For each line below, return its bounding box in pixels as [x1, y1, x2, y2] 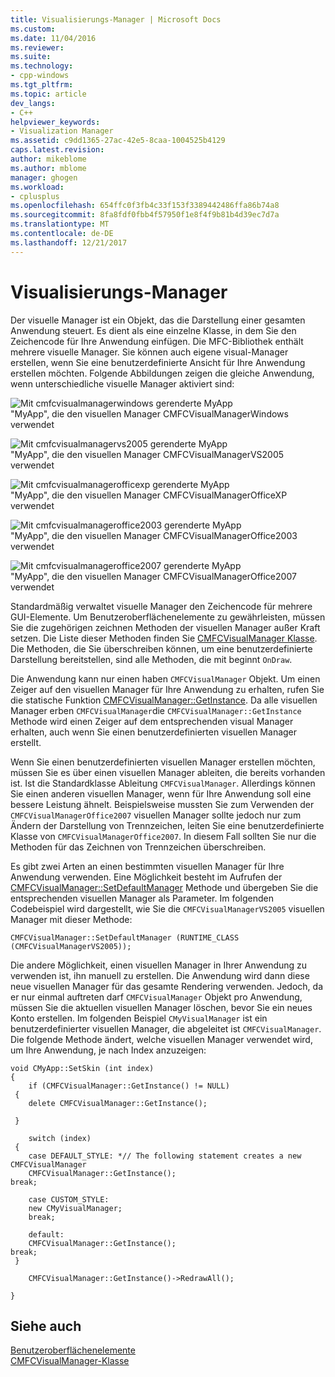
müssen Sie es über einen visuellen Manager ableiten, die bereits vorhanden [10, 766, 326, 778]
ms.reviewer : [10, 42, 65, 53]
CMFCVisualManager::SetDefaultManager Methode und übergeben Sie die [10, 881, 319, 893]
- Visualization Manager [10, 126, 114, 136]
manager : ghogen [10, 172, 78, 183]
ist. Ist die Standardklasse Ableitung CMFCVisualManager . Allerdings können [10, 777, 316, 789]
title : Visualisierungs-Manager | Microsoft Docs [10, 14, 222, 25]
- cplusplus [10, 191, 60, 201]
